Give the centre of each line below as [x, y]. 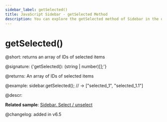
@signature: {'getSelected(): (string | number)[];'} [56, 67]
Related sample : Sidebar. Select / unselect [49, 105]
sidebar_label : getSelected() [37, 10]
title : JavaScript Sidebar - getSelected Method [56, 14]
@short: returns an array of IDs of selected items [55, 57]
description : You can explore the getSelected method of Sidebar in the [82, 19]
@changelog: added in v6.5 [33, 115]
